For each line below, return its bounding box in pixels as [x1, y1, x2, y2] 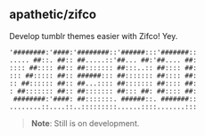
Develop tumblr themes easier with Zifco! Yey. [9, 30, 178, 41]
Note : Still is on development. [30, 117, 140, 128]
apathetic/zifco [9, 7, 96, 22]
